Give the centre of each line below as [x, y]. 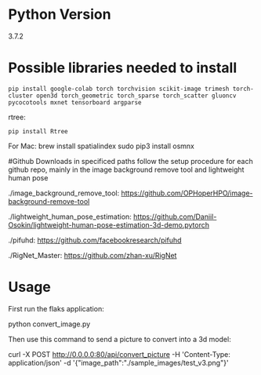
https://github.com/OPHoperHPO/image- [187, 193]
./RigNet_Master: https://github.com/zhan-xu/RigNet [92, 255]
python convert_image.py [49, 324]
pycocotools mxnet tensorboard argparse [75, 102]
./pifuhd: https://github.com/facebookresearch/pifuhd [95, 240]
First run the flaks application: [56, 308]
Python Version [60, 15]
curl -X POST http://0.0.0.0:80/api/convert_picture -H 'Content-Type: [120, 354]
